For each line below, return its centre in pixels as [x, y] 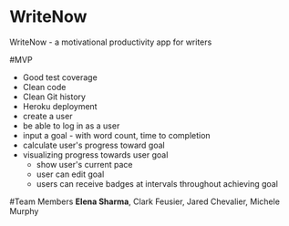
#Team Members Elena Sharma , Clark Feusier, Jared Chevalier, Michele [145, 201]
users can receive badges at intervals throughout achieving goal [157, 183]
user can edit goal [70, 174]
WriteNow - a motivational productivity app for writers [111, 42]
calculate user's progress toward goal [94, 145]
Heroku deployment [60, 106]
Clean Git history [54, 97]
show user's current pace [84, 164]
